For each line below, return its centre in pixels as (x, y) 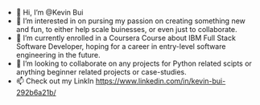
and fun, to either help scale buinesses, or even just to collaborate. (126, 29)
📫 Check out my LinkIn (55, 81)
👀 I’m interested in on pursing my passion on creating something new (130, 21)
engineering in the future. (58, 55)
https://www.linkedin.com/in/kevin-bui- (161, 81)
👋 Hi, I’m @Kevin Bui (50, 12)
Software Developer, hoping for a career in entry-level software (121, 46)
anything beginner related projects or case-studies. (101, 72)
